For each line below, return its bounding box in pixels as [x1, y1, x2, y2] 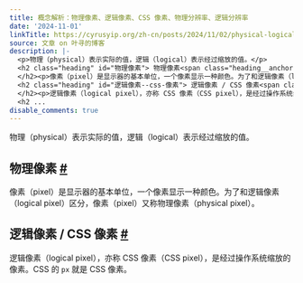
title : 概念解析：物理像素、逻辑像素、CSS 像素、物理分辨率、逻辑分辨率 [9, 13, 249, 23]
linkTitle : [9, 30, 50, 39]
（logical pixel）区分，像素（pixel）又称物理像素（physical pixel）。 [9, 198, 260, 209]
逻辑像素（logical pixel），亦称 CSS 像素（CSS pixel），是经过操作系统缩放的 [9, 252, 291, 263]
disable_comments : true [9, 106, 99, 115]
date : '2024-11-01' [9, 22, 83, 31]
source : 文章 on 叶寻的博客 [9, 38, 106, 48]
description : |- [9, 47, 70, 56]
